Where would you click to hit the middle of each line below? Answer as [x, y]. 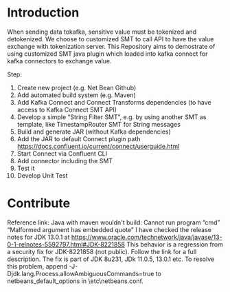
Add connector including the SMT [65, 160]
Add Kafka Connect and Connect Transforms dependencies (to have [114, 102]
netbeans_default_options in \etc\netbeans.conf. [76, 281]
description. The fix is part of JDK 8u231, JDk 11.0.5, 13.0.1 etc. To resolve [111, 259]
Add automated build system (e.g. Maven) [76, 95]
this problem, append [37, 266]
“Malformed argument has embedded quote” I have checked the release [109, 229]
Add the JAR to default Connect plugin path [79, 138]
